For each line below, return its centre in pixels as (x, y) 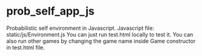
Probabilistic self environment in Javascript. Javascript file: (80, 28)
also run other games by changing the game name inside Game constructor (101, 41)
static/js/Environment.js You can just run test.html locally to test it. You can (100, 34)
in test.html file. (26, 47)
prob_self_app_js (50, 11)
